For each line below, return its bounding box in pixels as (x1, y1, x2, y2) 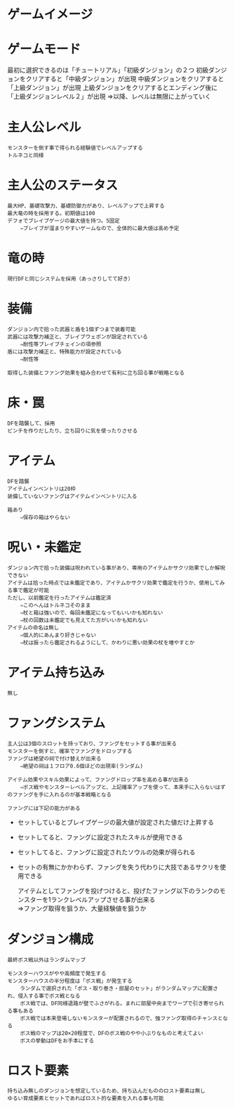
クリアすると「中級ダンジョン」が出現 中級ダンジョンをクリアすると (25, 75, 224, 83)
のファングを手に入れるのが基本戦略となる (7, 791, 112, 798)
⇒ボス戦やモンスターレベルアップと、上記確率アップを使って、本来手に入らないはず (20, 783, 226, 791)
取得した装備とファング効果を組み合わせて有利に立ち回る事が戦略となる (7, 369, 184, 376)
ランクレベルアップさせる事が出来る (51, 895, 156, 903)
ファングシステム (7, 715, 106, 731)
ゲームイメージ (7, 6, 93, 22)
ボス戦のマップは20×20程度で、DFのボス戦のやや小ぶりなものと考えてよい (20, 1029, 203, 1037)
